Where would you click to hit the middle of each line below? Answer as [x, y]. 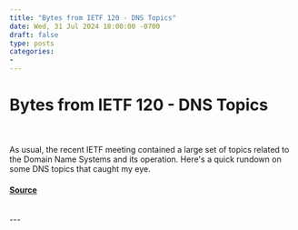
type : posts [32, 43]
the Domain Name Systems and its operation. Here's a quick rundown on [145, 159]
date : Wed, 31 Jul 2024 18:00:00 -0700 [85, 26]
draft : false [34, 35]
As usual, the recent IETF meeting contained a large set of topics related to [149, 149]
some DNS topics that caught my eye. [80, 168]
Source [24, 190]
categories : [32, 52]
